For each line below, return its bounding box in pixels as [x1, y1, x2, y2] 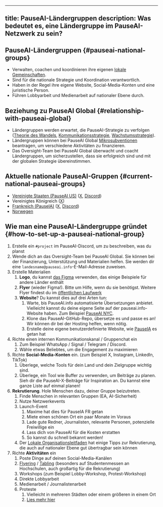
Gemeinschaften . [12, 72, 47, 78]
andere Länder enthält [19, 279, 64, 285]
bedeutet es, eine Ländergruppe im [5, 22, 114, 30]
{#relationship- [97, 107, 144, 115]
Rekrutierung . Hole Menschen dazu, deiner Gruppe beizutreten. [12, 388, 141, 394]
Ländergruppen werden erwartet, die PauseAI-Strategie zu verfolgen [12, 127, 150, 133]
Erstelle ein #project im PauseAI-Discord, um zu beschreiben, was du [12, 243, 151, 249]
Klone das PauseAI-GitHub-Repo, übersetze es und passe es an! [26, 315, 156, 321]
